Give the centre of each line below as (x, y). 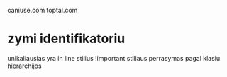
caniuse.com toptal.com (43, 10)
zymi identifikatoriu (66, 39)
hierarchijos (24, 66)
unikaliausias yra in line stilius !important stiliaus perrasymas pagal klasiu (114, 58)
